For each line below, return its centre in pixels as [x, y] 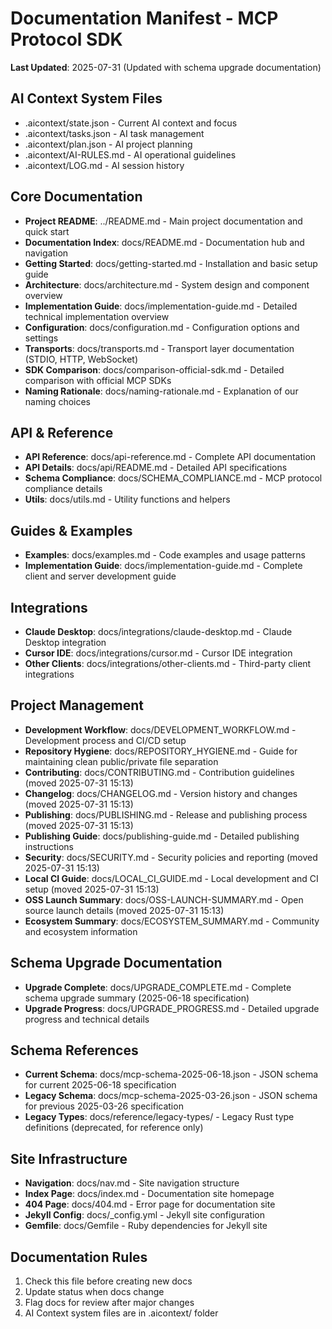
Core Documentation [76, 197]
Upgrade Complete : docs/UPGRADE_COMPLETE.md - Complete [158, 987]
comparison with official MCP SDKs [98, 380]
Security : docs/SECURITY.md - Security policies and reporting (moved [171, 857]
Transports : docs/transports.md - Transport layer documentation [159, 348]
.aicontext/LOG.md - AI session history [104, 165]
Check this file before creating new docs [108, 1281]
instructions [49, 846]
